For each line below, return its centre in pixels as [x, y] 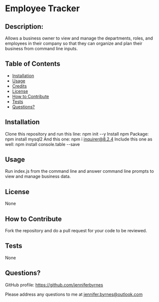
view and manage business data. [38, 177]
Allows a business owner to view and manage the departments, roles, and [79, 38]
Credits [19, 86]
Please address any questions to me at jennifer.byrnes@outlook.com [74, 294]
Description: [24, 27]
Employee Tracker [43, 9]
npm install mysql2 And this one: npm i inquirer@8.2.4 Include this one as [79, 139]
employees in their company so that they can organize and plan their [74, 43]
